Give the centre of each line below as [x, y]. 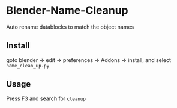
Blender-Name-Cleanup [67, 10]
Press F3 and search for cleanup [46, 98]
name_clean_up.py [28, 66]
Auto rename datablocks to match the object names [70, 27]
